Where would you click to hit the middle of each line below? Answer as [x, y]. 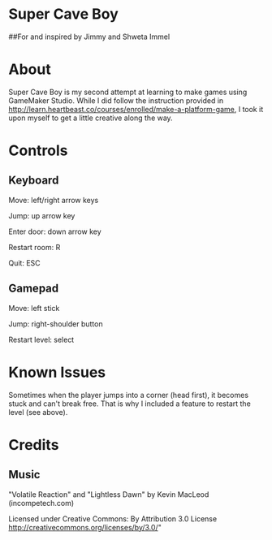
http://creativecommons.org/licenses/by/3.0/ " [85, 527]
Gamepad [34, 289]
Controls [38, 151]
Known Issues [57, 372]
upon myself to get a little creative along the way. [91, 118]
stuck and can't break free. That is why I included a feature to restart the [130, 404]
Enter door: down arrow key [55, 231]
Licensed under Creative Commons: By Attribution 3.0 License [113, 518]
